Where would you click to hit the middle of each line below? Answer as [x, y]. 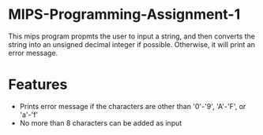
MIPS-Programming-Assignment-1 [124, 15]
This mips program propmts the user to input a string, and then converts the [131, 36]
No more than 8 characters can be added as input [101, 122]
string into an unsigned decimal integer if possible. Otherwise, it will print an [131, 44]
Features [38, 85]
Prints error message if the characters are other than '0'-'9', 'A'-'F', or [133, 106]
